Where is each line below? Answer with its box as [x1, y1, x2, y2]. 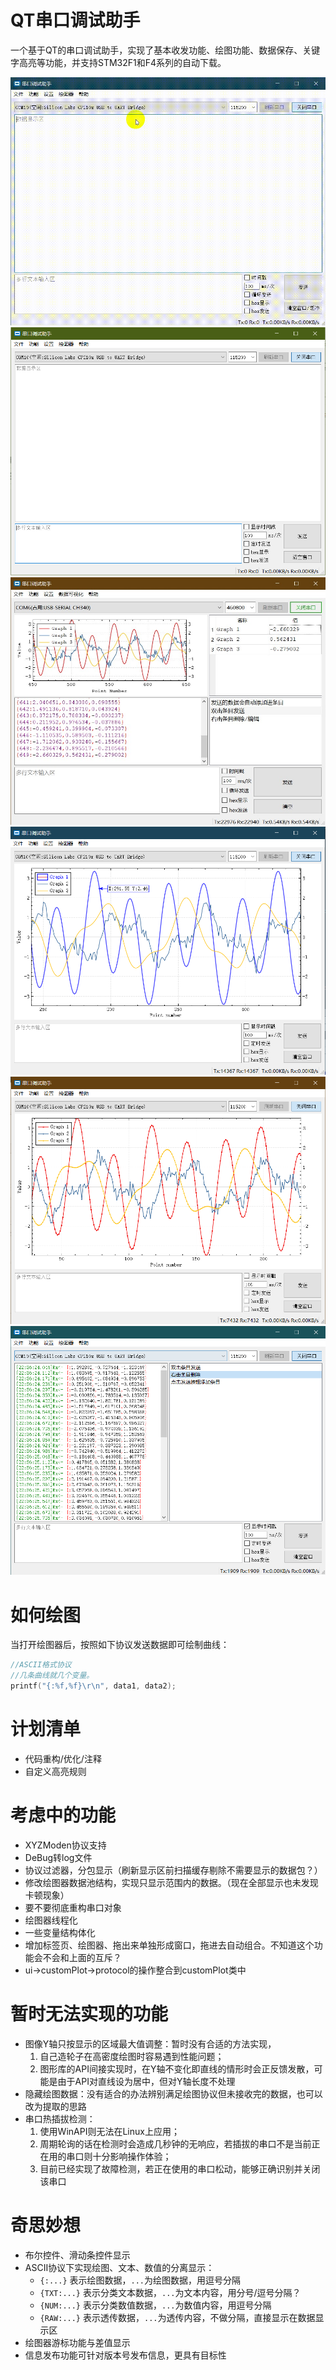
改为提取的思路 [24, 2100, 87, 2112]
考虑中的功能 [10, 1804, 117, 1827]
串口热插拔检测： [24, 2112, 96, 2125]
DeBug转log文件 [24, 1851, 93, 1863]
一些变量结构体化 [24, 1926, 96, 1938]
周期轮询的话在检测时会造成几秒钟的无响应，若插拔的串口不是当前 [39, 2137, 312, 2150]
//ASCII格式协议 [10, 1660, 72, 1670]
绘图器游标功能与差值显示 [24, 2336, 131, 2348]
